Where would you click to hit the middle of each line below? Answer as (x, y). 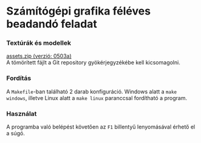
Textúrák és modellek (39, 43)
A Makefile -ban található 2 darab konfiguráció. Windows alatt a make (92, 91)
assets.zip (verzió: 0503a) (39, 56)
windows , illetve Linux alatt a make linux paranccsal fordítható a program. (97, 98)
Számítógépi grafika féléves (78, 11)
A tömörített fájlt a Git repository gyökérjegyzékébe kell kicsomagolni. (93, 62)
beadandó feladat (52, 24)
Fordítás (19, 78)
